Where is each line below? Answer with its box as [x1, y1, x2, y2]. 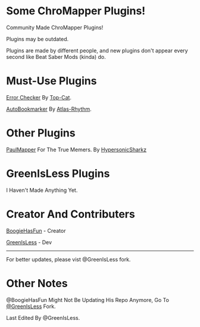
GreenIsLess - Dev [6, 238, 52, 245]
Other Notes [6, 276, 68, 290]
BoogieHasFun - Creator [6, 227, 66, 234]
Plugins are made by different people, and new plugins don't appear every [6, 46, 189, 54]
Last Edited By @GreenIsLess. [6, 314, 80, 321]
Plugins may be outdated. [6, 35, 69, 42]
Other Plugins [6, 126, 76, 140]
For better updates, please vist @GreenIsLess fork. [6, 256, 131, 263]
